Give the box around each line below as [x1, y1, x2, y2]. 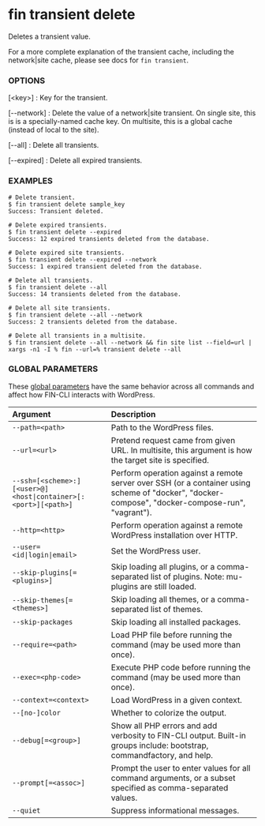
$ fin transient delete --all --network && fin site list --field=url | [8, 338, 252, 347]
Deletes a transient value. [8, 32, 91, 41]
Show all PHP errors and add [110, 720, 218, 731]
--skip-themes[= [12, 595, 73, 605]
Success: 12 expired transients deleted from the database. [8, 235, 211, 242]
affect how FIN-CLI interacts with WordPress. [8, 389, 155, 400]
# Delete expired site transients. [8, 249, 125, 257]
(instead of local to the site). [8, 125, 99, 135]
